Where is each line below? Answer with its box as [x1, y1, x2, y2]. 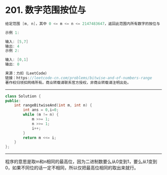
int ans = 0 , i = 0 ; [23, 108, 59, 113]
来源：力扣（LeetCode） [5, 71, 49, 76]
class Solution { [5, 94, 41, 99]
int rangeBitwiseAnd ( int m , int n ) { [14, 103, 92, 108]
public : [5, 98, 21, 103]
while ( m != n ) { [23, 112, 59, 117]
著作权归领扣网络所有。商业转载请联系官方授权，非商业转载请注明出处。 [5, 80, 131, 85]
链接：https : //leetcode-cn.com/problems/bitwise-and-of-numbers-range [5, 75, 153, 80]
